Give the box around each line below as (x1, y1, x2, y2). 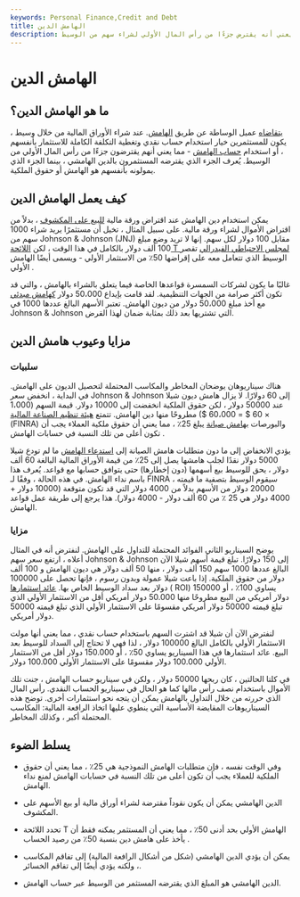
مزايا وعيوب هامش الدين (10, 333, 132, 349)
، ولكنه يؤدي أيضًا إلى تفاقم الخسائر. (22, 860, 142, 870)
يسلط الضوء (10, 737, 70, 753)
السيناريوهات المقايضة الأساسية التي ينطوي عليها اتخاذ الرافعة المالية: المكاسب (10, 702, 271, 713)
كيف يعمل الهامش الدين (10, 191, 127, 206)
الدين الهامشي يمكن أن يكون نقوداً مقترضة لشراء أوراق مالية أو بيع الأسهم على (22, 797, 283, 808)
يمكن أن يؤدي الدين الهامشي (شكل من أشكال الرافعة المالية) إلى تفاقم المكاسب (22, 851, 290, 861)
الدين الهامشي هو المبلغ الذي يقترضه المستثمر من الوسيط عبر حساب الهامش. (22, 877, 281, 888)
